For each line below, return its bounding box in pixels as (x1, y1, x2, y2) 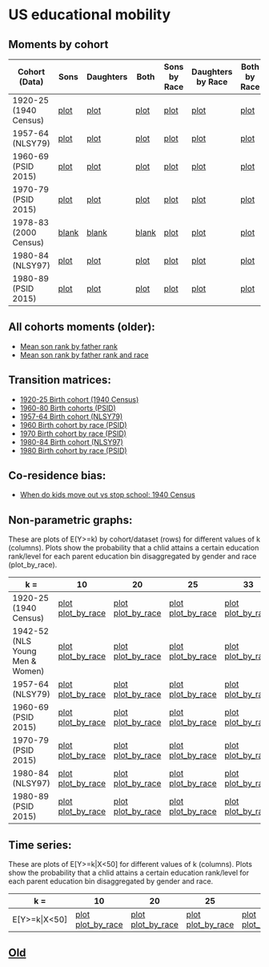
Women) (12, 666, 45, 677)
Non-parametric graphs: (8, 513, 133, 526)
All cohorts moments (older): (8, 320, 156, 334)
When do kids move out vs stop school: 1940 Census (19, 490, 196, 500)
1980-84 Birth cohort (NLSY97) (19, 437, 124, 446)
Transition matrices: (8, 373, 112, 387)
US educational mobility (8, 6, 171, 24)
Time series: (8, 838, 72, 852)
